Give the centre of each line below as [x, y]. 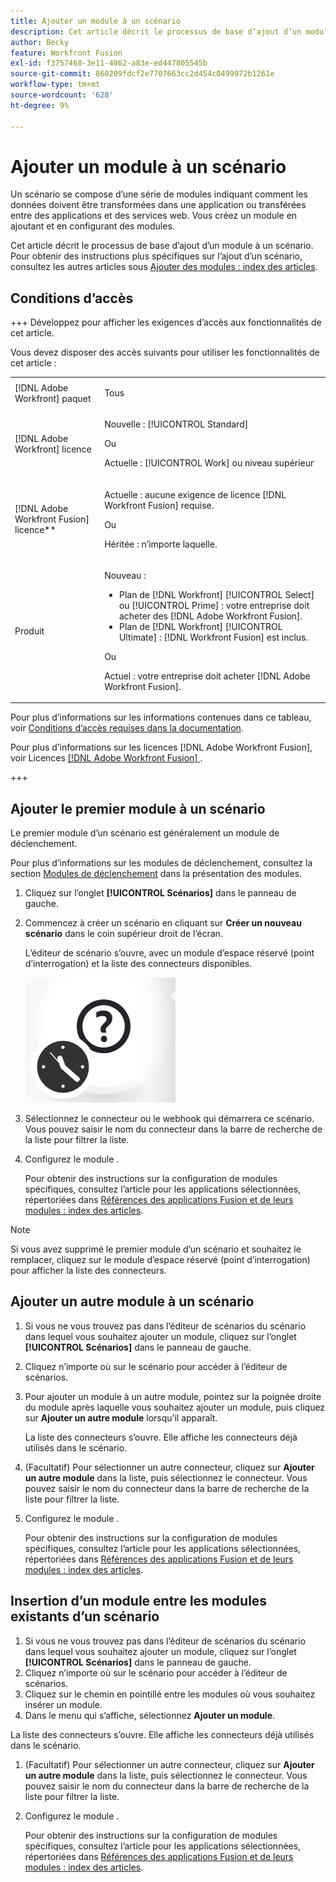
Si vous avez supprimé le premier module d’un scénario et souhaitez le [156, 1249]
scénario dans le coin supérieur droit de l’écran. [123, 934]
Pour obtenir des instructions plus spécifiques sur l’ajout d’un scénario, [156, 256]
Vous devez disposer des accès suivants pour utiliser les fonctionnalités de [165, 352]
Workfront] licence [53, 449]
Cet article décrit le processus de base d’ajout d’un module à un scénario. [162, 246]
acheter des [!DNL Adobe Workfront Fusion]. [210, 616]
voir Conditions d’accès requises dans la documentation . [127, 728]
